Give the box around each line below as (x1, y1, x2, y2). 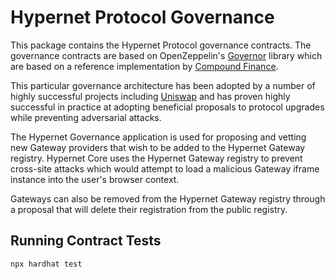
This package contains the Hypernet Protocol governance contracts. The (10, 39, 312, 51)
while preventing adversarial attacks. (10, 111, 162, 123)
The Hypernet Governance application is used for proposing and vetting (10, 131, 307, 143)
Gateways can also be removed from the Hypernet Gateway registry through (10, 192, 326, 205)
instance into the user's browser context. (10, 173, 180, 185)
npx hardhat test (10, 259, 83, 269)
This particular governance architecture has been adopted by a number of (10, 79, 316, 91)
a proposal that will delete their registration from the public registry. (10, 203, 288, 215)
